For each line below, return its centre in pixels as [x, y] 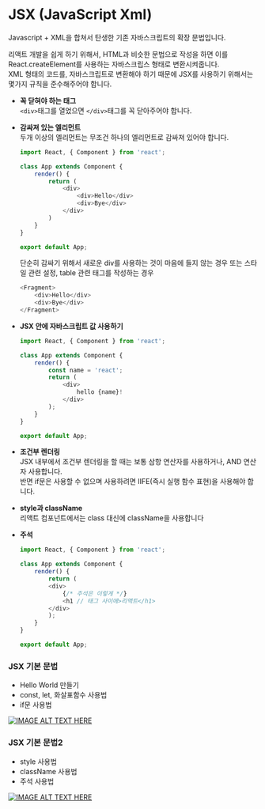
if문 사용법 [36, 705]
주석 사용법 [37, 781]
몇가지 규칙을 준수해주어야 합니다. [60, 84]
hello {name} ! [100, 392]
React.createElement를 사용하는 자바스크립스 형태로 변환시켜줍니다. [114, 64]
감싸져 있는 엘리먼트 [50, 127]
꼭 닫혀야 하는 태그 [48, 100]
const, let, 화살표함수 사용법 [63, 695]
